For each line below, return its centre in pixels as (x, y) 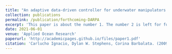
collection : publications (33, 15)
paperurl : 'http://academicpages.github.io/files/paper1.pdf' (73, 39)
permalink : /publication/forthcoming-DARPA (52, 20)
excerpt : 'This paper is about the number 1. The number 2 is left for (83, 24)
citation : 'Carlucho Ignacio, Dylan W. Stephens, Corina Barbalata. (80, 44)
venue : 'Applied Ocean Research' (41, 34)
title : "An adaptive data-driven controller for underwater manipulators (86, 10)
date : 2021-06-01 (24, 29)
